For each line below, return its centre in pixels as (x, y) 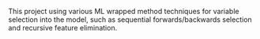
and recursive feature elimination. (63, 28)
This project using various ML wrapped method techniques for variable (124, 11)
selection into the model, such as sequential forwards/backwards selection (130, 19)
